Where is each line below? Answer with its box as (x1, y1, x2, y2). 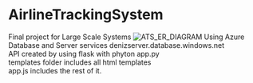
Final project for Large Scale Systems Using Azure (8, 32, 245, 41)
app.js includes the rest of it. (8, 65, 102, 75)
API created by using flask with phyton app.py (8, 49, 160, 58)
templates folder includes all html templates (8, 57, 152, 67)
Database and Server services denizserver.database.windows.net (8, 40, 225, 49)
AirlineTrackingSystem (8, 6, 164, 24)
